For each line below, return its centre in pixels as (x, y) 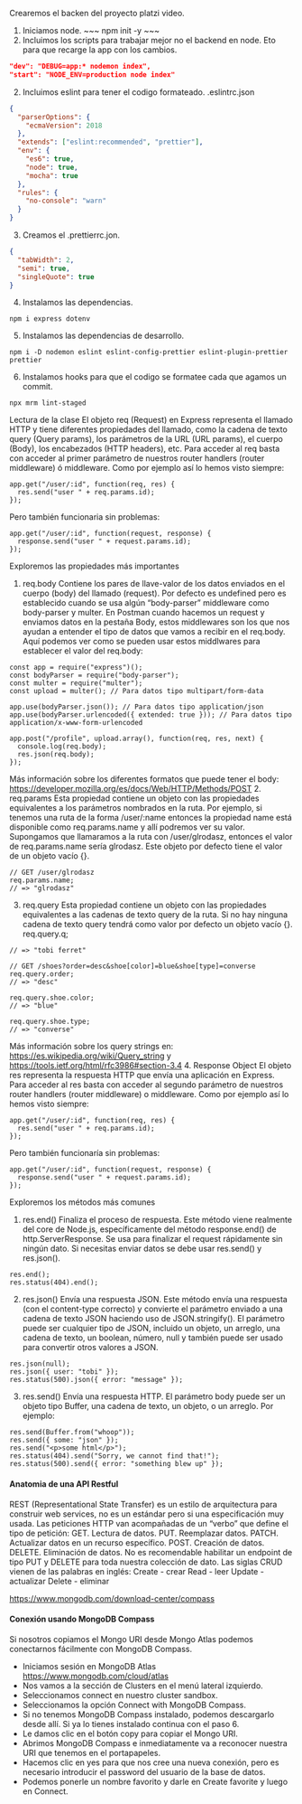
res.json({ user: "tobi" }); (64, 1372)
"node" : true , (52, 167)
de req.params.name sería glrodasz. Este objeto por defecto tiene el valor (146, 846)
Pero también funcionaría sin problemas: (85, 1153)
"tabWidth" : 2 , (46, 260)
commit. (37, 387)
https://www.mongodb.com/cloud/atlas (96, 1676)
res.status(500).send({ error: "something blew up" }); (116, 1464)
